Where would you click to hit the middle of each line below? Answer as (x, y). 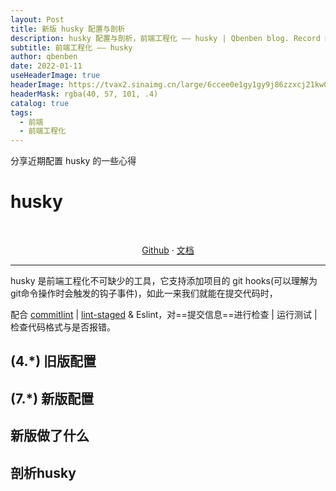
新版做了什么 (50, 436)
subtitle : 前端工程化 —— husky (71, 47)
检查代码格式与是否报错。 (63, 327)
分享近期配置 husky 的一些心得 (73, 161)
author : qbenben (44, 57)
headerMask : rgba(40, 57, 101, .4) (84, 94)
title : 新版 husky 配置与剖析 (68, 29)
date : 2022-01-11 (46, 66)
